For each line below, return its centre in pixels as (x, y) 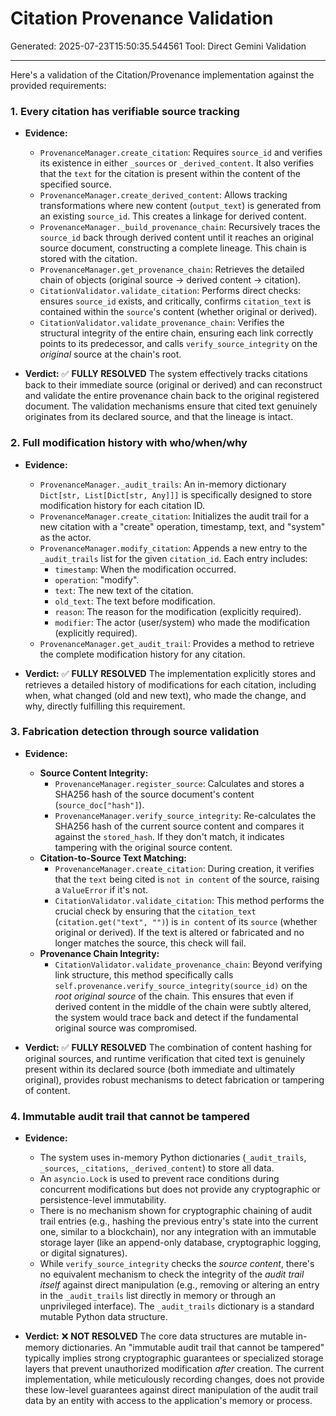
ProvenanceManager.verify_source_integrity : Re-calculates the (185, 815)
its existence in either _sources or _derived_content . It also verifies (176, 163)
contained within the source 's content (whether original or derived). (178, 312)
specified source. (75, 184)
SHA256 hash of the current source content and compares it (179, 826)
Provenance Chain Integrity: (99, 953)
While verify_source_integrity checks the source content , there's (177, 1264)
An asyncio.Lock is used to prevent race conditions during (159, 1179)
